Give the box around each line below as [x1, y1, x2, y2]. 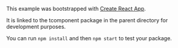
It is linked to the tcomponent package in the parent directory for [6, 17, 168, 23]
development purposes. [6, 23, 66, 30]
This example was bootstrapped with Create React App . [6, 5, 146, 12]
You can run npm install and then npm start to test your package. [6, 35, 172, 41]
